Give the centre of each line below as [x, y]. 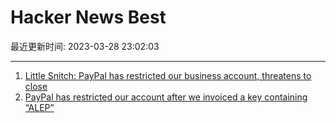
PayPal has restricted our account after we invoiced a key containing [166, 97]
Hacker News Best [88, 17]
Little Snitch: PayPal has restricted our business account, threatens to [168, 75]
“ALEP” [39, 107]
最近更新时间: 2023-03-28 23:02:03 [85, 46]
